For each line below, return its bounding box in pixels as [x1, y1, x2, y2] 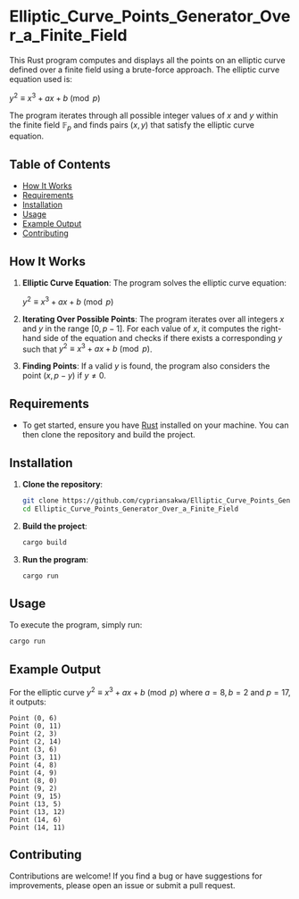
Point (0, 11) [9, 721, 62, 730]
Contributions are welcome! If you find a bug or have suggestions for [9, 870, 263, 881]
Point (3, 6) [9, 745, 58, 753]
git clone [21, 495, 60, 505]
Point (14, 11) [9, 823, 66, 832]
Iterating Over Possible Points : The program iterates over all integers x [21, 313, 285, 324]
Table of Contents [9, 156, 112, 171]
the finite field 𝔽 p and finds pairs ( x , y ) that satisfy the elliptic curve [9, 119, 255, 132]
